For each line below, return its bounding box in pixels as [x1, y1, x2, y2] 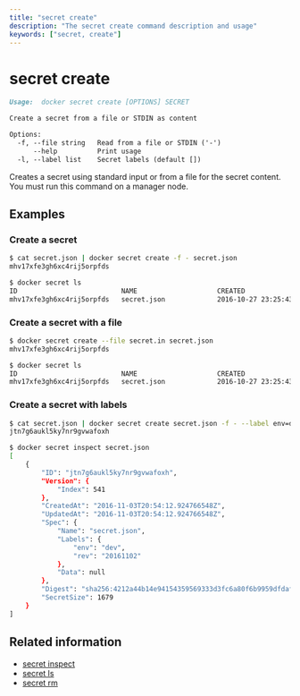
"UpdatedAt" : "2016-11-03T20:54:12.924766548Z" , [41, 510, 226, 519]
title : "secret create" [9, 13, 98, 22]
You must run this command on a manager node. [9, 181, 189, 191]
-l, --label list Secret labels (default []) [17, 155, 202, 164]
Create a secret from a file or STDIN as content [9, 114, 198, 123]
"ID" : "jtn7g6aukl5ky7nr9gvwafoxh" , [41, 468, 178, 477]
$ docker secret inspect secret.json [9, 444, 150, 453]
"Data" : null [56, 568, 105, 577]
